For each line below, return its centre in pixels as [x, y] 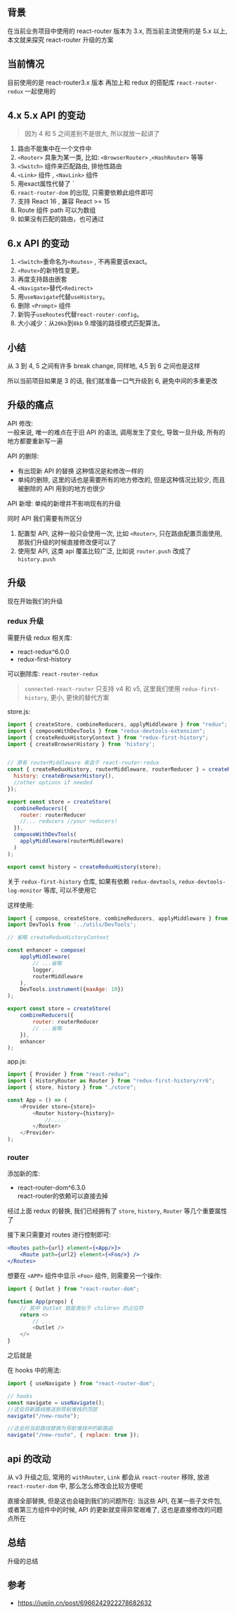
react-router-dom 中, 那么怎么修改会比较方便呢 [75, 1486]
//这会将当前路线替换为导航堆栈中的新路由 [60, 1429]
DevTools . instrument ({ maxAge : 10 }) [72, 990]
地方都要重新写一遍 [35, 441]
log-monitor [25, 890]
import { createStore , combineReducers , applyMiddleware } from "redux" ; [118, 724]
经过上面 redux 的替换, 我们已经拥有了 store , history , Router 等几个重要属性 [117, 1211]
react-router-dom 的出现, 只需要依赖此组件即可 [85, 193]
